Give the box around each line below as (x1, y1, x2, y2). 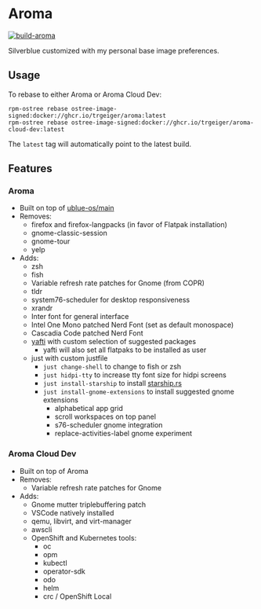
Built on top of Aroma (19, 466, 89, 475)
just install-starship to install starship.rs (42, 379, 183, 388)
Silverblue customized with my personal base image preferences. (8, 46, 219, 55)
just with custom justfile (31, 354, 108, 363)
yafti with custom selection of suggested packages (31, 337, 197, 347)
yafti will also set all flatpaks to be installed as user (42, 345, 207, 354)
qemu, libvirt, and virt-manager (31, 516, 132, 526)
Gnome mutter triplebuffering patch (31, 500, 147, 509)
